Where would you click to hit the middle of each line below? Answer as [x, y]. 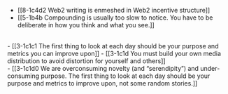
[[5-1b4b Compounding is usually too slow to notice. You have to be [115, 18]
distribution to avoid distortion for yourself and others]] [86, 61]
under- [210, 68]
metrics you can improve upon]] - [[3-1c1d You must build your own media [114, 53]
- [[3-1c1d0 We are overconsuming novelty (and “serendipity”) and [103, 68]
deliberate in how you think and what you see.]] [86, 25]
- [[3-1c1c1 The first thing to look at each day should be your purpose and [113, 46]
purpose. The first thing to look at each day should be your [126, 76]
